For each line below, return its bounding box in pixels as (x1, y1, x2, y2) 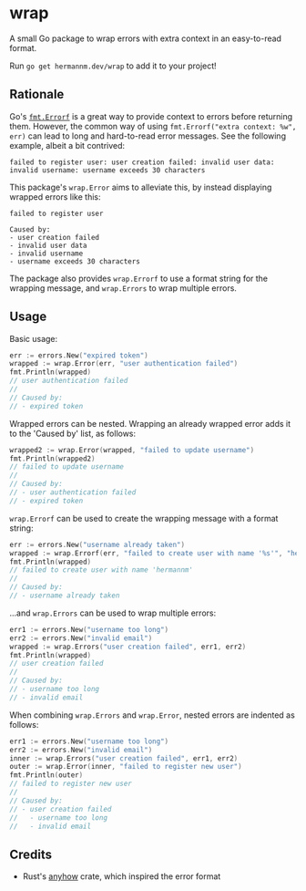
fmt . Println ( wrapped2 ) (9, 454, 96, 463)
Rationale (9, 87, 65, 102)
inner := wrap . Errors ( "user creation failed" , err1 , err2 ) (9, 753, 239, 763)
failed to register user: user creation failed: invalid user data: (9, 158, 275, 167)
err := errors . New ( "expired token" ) (9, 350, 148, 360)
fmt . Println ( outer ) (9, 771, 84, 780)
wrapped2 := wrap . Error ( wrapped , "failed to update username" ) (9, 445, 255, 454)
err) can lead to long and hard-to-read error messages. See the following (9, 130, 287, 141)
